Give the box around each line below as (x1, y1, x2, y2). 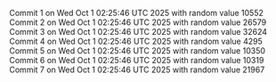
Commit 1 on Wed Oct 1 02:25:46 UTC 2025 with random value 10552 (9, 8, 264, 18)
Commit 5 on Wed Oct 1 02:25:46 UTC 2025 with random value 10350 (9, 45, 265, 56)
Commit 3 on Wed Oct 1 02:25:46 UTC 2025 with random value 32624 (9, 27, 268, 37)
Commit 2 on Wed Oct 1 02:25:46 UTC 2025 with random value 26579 (9, 17, 267, 28)
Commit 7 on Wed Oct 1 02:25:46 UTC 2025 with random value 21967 (9, 64, 265, 75)
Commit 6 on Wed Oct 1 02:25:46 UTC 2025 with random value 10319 (9, 55, 264, 65)
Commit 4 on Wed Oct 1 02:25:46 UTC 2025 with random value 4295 (9, 36, 263, 46)
